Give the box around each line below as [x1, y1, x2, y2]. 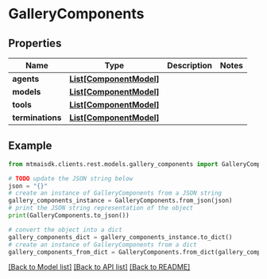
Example [8, 139, 52, 153]
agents [12, 73, 40, 84]
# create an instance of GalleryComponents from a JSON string [8, 189, 222, 197]
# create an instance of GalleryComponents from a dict [8, 240, 197, 249]
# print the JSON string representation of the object [8, 204, 194, 212]
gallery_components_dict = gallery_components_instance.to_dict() [8, 233, 233, 241]
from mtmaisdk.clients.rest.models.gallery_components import [8, 160, 219, 168]
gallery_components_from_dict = [8, 248, 115, 256]
